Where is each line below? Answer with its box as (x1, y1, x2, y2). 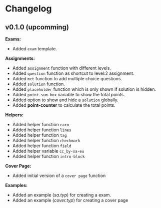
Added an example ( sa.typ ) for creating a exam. (12, 192, 111, 198)
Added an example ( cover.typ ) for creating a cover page (12, 198, 128, 203)
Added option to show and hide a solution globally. (12, 97, 118, 103)
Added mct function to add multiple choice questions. (12, 76, 122, 81)
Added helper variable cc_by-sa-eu (12, 148, 84, 154)
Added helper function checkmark (12, 138, 80, 143)
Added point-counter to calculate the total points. (12, 102, 116, 108)
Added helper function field (12, 143, 71, 149)
